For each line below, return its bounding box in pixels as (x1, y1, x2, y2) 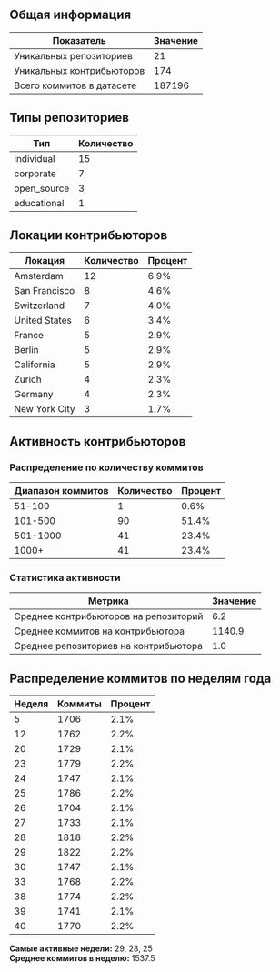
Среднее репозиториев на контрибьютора (14, 640, 203, 653)
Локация (24, 255, 65, 267)
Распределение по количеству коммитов (9, 461, 204, 474)
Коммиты (57, 697, 102, 710)
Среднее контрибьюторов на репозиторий (14, 610, 204, 623)
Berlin (14, 344, 39, 356)
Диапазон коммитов (14, 485, 109, 497)
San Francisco (14, 285, 75, 297)
